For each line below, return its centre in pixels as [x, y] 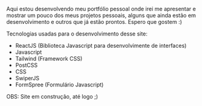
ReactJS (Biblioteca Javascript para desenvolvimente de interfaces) [101, 46]
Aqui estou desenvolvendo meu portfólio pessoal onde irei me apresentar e [101, 9]
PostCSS [26, 65]
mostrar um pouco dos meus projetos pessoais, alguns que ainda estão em [101, 15]
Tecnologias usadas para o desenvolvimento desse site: [77, 34]
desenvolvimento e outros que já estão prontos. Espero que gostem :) [94, 22]
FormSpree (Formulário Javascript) [59, 85]
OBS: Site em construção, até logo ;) [52, 97]
